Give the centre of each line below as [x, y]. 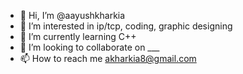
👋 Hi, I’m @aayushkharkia [72, 15]
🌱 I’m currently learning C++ [78, 36]
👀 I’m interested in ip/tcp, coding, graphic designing [126, 26]
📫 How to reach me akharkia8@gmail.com [108, 58]
